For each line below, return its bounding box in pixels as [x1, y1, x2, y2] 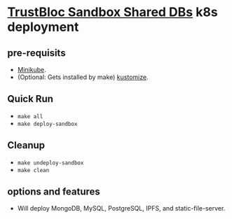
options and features [7, 186, 100, 198]
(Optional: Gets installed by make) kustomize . [17, 73, 149, 81]
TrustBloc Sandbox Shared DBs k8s [7, 4, 219, 20]
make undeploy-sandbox [17, 159, 84, 167]
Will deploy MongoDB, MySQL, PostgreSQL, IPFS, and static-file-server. [17, 204, 226, 213]
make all [17, 113, 43, 120]
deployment [7, 19, 79, 35]
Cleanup [7, 139, 46, 151]
